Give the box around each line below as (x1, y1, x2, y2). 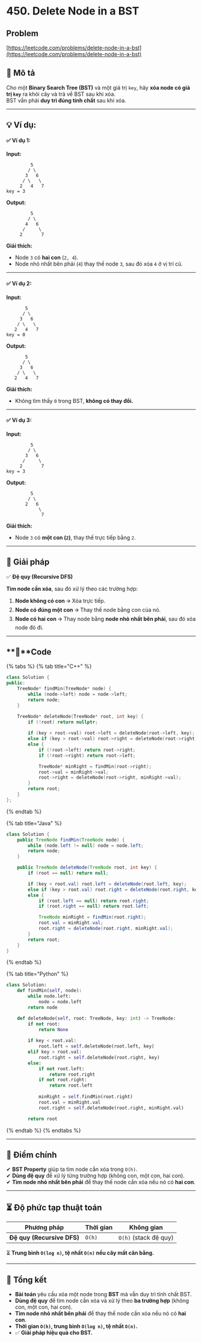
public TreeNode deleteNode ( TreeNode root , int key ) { (17, 864, 158, 871)
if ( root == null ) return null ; (28, 870, 109, 876)
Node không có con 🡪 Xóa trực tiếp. (14, 597, 106, 604)
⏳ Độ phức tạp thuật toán (6, 1202, 102, 1212)
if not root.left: (38, 1066, 85, 1072)
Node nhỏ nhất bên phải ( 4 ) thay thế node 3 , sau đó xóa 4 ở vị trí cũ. (14, 260, 183, 267)
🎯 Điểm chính (6, 1149, 57, 1160)
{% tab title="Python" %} (6, 970, 69, 978)
